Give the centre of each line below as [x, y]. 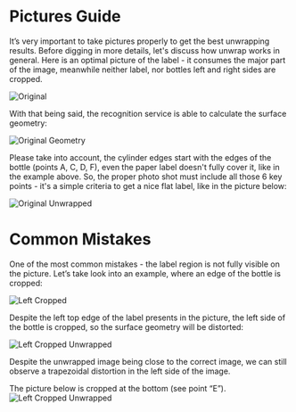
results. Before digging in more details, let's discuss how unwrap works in [145, 50]
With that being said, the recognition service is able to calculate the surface [148, 113]
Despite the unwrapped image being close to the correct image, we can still [148, 361]
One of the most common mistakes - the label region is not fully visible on [145, 264]
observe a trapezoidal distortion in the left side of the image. [120, 371]
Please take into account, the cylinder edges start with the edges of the [140, 157]
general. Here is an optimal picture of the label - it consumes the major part [148, 60]
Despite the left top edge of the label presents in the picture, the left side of [148, 317]
